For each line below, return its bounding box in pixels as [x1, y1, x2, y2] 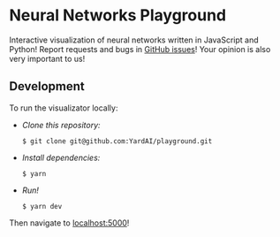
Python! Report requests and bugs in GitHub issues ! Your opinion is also [9, 43, 271, 54]
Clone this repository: [21, 119, 101, 130]
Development [9, 79, 86, 94]
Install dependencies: [21, 152, 101, 163]
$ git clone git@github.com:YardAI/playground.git [21, 136, 213, 146]
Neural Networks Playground [9, 5, 227, 26]
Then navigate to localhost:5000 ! [9, 218, 130, 228]
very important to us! [9, 53, 86, 64]
